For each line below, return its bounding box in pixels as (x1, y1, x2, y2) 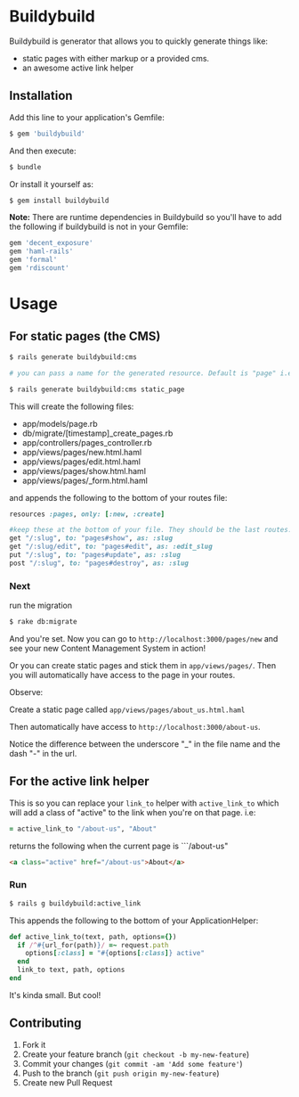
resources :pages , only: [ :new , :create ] (9, 510, 166, 519)
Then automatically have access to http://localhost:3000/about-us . (9, 721, 261, 732)
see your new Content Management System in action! (9, 643, 206, 653)
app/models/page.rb (21, 418, 98, 429)
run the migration (9, 600, 73, 611)
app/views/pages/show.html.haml (21, 465, 147, 476)
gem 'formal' (9, 256, 58, 265)
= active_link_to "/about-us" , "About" (9, 824, 158, 833)
